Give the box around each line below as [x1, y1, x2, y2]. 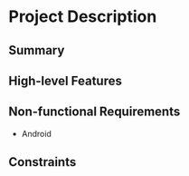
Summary [8, 43, 65, 58]
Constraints [8, 154, 77, 170]
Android [21, 128, 52, 139]
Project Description [8, 6, 157, 27]
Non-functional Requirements [8, 104, 181, 120]
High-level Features [8, 73, 123, 88]
